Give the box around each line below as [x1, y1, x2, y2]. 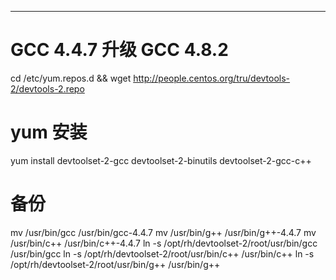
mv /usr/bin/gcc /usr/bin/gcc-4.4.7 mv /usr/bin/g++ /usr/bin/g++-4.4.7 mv [10, 226, 317, 238]
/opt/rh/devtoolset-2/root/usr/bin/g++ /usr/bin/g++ [10, 258, 221, 270]
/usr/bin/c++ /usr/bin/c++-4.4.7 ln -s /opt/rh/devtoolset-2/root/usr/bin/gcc [10, 237, 318, 249]
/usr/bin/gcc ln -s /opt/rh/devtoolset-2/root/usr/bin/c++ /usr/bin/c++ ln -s [10, 247, 315, 260]
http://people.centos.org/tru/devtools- [133, 72, 291, 84]
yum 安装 [10, 121, 88, 144]
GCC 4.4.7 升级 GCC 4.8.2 [10, 39, 229, 61]
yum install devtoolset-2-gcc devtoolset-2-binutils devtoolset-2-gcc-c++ [10, 154, 312, 166]
